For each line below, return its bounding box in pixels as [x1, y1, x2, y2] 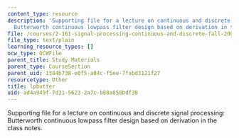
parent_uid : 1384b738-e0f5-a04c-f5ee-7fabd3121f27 [7, 69, 161, 76]
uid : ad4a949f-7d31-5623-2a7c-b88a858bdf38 [7, 89, 139, 96]
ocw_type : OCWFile [7, 50, 62, 57]
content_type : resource [7, 10, 78, 18]
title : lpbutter [7, 83, 55, 90]
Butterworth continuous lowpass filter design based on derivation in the [7, 116, 218, 125]
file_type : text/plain [7, 37, 75, 44]
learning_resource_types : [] [7, 43, 94, 50]
